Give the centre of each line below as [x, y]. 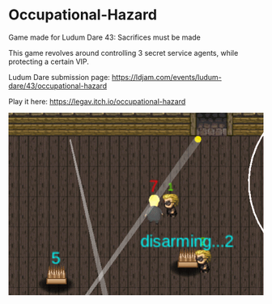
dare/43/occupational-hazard [58, 86]
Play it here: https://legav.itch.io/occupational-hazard [97, 101]
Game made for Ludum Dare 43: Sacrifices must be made [104, 37]
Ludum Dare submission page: [59, 77]
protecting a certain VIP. [49, 61]
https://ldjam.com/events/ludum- [167, 77]
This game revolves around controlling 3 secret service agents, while [123, 53]
